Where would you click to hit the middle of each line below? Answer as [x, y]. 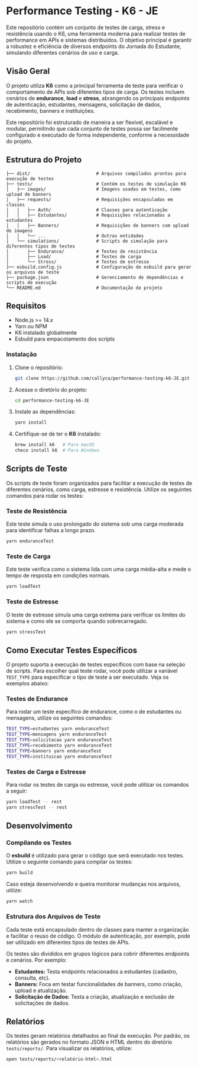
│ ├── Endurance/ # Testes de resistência [82, 251]
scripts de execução [32, 282]
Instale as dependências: [45, 412]
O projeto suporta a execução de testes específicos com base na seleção [96, 665]
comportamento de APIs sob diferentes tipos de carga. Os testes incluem [95, 92]
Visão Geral [28, 71]
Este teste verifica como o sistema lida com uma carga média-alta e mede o [98, 569]
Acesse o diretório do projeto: [51, 389]
